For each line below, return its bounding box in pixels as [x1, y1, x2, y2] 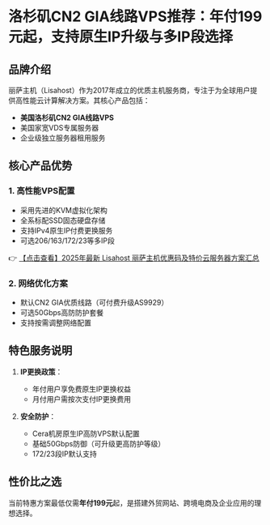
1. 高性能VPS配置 [8, 186, 75, 197]
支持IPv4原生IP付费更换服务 [19, 225, 113, 235]
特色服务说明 [8, 344, 73, 357]
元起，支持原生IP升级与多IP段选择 [8, 28, 234, 46]
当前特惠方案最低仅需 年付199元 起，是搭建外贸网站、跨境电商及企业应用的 [8, 497, 255, 507]
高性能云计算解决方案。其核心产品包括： [15, 96, 150, 105]
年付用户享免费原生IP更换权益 [32, 384, 132, 394]
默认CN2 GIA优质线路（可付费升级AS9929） [19, 297, 169, 307]
